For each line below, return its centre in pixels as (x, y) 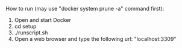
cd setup (25, 26)
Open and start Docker (43, 20)
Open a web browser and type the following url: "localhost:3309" (95, 39)
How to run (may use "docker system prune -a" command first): (85, 9)
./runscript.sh (31, 33)
